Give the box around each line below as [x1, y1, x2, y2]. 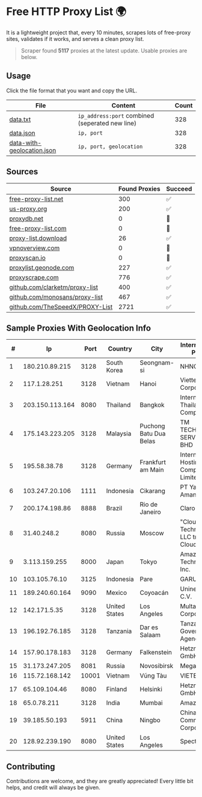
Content [111, 101, 136, 109]
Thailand [106, 401, 131, 409]
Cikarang [139, 487, 165, 495]
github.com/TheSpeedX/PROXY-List [9, 302, 113, 311]
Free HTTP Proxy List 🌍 [6, 5, 127, 19]
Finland [106, 685, 127, 694]
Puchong [139, 422, 165, 430]
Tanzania [106, 627, 132, 635]
